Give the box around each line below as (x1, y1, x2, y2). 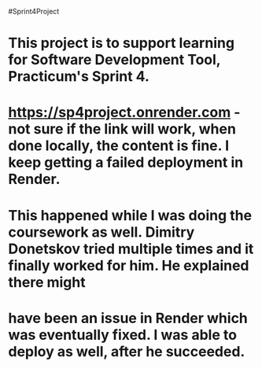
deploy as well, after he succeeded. (8, 342, 245, 360)
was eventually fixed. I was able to (8, 326, 238, 344)
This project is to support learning (8, 35, 234, 52)
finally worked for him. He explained (8, 256, 249, 274)
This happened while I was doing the (8, 206, 253, 224)
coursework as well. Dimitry (8, 223, 195, 241)
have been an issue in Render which (8, 309, 248, 327)
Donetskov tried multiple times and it (8, 240, 254, 258)
